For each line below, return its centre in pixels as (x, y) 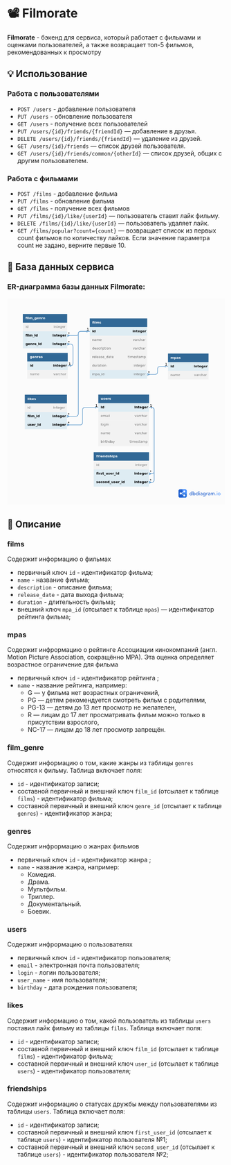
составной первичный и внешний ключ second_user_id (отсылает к (116, 1147)
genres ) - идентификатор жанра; (65, 813)
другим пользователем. (53, 160)
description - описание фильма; (65, 587)
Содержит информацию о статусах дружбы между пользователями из (112, 1104)
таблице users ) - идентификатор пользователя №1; (92, 1139)
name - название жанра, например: (68, 867)
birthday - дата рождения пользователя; (77, 987)
